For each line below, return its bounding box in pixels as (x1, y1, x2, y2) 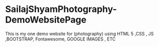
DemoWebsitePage (5, 14, 87, 25)
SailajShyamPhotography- (5, 3, 117, 15)
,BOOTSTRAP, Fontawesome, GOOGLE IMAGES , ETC (5, 36, 116, 42)
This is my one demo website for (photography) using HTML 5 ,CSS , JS (5, 30, 154, 36)
